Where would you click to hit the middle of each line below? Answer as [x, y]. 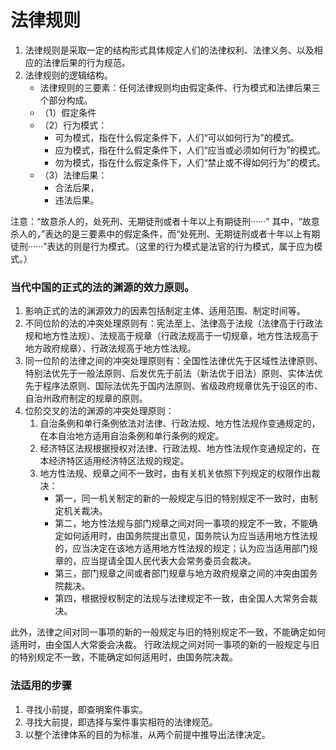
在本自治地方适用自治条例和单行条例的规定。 [132, 436]
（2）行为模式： [73, 125]
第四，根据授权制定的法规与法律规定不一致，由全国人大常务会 [182, 598]
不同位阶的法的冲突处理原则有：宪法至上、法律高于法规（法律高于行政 [169, 323]
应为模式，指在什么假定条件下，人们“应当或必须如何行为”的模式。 [190, 150]
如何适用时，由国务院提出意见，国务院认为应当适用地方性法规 [190, 536]
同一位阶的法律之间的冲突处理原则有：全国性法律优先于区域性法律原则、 [173, 361]
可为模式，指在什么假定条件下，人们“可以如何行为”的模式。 [177, 137]
